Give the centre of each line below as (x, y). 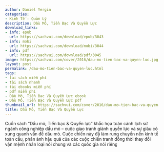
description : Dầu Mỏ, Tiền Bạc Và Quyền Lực (51, 23)
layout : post (18, 64)
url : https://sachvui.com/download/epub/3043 (57, 37)
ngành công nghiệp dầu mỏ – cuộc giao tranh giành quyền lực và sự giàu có (81, 129)
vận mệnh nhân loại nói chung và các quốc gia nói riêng (61, 144)
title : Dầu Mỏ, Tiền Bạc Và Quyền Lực (44, 110)
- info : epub (18, 32)
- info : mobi (18, 42)
